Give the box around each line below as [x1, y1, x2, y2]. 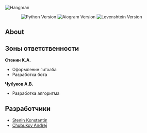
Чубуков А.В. [5, 81, 33, 87]
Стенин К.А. [5, 57, 31, 63]
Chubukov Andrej [12, 122, 47, 128]
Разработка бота [12, 72, 48, 77]
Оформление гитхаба [12, 67, 57, 73]
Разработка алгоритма [12, 90, 60, 96]
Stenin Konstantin [12, 118, 48, 123]
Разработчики [5, 104, 51, 113]
